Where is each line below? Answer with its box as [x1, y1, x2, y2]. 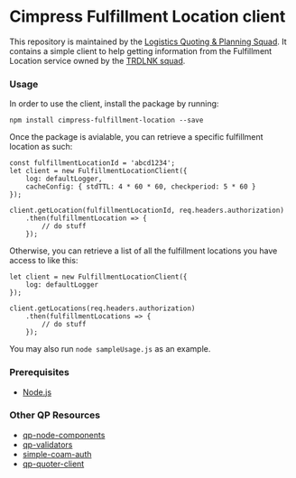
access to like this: [9, 255, 79, 266]
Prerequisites [9, 366, 69, 379]
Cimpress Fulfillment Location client [9, 6, 286, 27]
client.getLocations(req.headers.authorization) [9, 304, 196, 313]
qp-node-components [22, 429, 106, 440]
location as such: [9, 142, 73, 152]
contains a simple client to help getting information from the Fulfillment [9, 45, 273, 56]
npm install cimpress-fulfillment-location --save [9, 115, 204, 125]
